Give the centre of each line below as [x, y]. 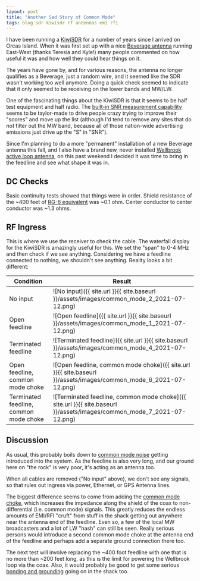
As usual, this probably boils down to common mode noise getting [87, 454]
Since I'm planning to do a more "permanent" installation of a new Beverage [99, 144]
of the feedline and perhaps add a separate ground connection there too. [96, 541]
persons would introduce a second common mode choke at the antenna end [100, 534]
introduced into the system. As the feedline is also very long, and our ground [100, 461]
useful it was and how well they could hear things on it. [74, 59]
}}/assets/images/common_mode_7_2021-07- [119, 412]
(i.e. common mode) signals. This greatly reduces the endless [110, 509]
